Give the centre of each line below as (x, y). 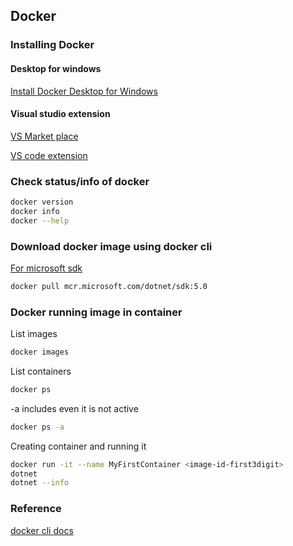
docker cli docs (42, 530)
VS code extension (49, 155)
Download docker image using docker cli (111, 246)
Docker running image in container (96, 312)
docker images (40, 352)
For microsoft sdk (46, 268)
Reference (36, 509)
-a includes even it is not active (74, 408)
